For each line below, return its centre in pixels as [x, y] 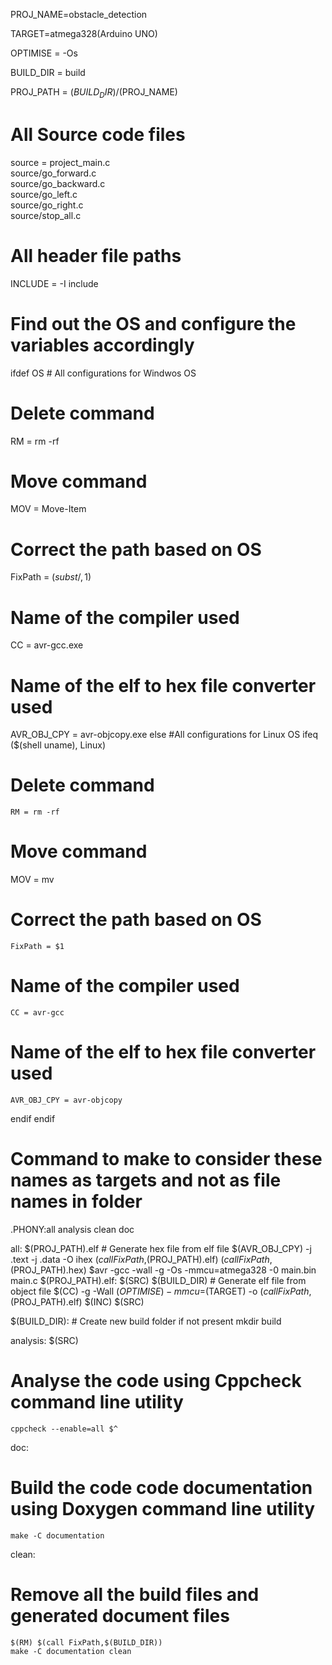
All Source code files [98, 134]
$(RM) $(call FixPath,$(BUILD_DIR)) [86, 1642]
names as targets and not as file [146, 1180]
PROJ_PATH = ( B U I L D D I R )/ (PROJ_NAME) [94, 93]
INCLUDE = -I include [54, 283]
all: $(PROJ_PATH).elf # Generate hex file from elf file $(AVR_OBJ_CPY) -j [161, 1248]
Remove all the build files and [135, 1594]
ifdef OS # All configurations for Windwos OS [103, 373]
